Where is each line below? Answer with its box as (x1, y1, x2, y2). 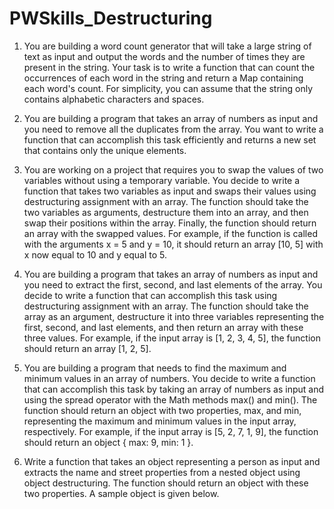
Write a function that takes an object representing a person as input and (23, 455, 321, 467)
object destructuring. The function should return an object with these (23, 477, 309, 489)
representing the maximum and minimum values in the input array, (23, 415, 297, 427)
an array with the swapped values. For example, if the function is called (23, 227, 318, 239)
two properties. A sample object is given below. (23, 487, 220, 499)
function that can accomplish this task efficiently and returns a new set (23, 133, 317, 146)
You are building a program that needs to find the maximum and (23, 362, 287, 374)
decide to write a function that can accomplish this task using (23, 289, 278, 301)
